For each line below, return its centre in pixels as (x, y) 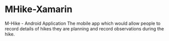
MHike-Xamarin (39, 9)
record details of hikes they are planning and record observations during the (84, 28)
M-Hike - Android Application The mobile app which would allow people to (83, 23)
